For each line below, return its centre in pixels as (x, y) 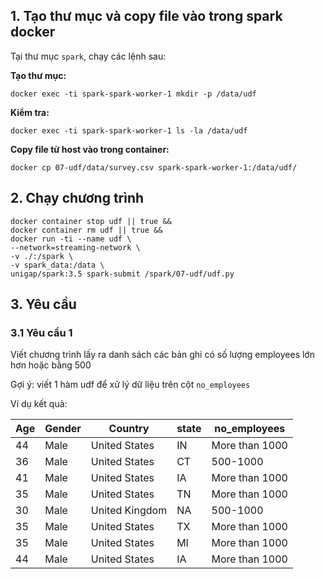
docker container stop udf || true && (91, 221)
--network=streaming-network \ (75, 247)
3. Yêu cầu (43, 304)
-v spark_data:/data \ (57, 265)
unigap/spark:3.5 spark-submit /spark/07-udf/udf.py (122, 274)
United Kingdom (129, 511)
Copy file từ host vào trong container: (90, 149)
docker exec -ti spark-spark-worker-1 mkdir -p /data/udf (133, 94)
